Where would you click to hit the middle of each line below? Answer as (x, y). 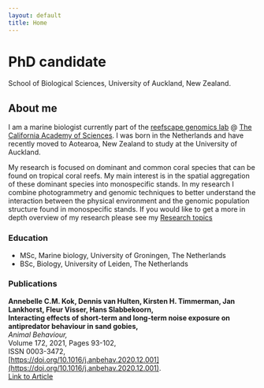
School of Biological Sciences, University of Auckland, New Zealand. (119, 83)
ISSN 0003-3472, (37, 351)
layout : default (35, 15)
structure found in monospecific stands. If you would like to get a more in (127, 209)
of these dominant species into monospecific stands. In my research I (121, 184)
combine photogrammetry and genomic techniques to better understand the (132, 193)
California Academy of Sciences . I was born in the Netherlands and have (126, 135)
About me (33, 108)
